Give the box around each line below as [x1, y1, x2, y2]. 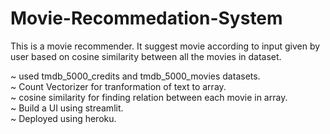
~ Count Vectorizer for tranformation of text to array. [10, 80, 227, 92]
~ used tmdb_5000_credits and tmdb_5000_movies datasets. [10, 70, 261, 82]
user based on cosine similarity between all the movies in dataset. [10, 50, 282, 62]
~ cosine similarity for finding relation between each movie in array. [10, 91, 288, 103]
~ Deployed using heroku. [10, 112, 117, 124]
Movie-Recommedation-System [10, 7, 283, 30]
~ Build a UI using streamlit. [10, 102, 124, 114]
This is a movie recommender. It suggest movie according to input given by [10, 40, 321, 52]
